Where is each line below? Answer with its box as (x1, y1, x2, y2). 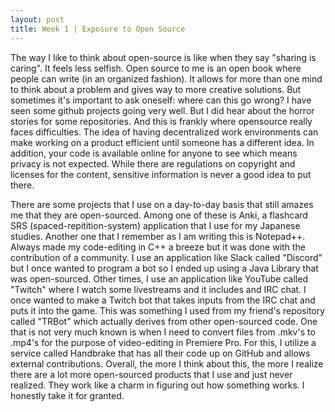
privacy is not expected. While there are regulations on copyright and (10, 157, 296, 170)
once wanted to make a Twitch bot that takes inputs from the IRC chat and (10, 294, 316, 306)
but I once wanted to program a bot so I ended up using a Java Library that (10, 262, 319, 274)
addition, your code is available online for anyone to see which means (10, 147, 298, 159)
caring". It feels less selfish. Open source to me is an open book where (10, 62, 302, 74)
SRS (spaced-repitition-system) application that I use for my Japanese (10, 219, 301, 231)
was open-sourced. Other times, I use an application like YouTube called (10, 272, 308, 285)
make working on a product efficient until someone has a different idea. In (10, 136, 315, 148)
